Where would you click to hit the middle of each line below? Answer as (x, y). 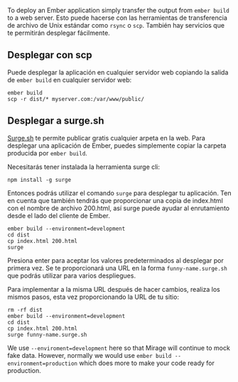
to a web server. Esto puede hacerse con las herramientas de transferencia (117, 18)
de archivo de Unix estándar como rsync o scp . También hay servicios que (116, 25)
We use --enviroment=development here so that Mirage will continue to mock (119, 348)
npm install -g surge (39, 180)
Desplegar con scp (50, 55)
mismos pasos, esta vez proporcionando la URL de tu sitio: (93, 297)
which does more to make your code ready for (147, 363)
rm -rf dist (25, 310)
